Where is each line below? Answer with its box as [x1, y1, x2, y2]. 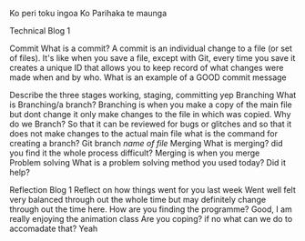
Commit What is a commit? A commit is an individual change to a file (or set [9, 43, 293, 54]
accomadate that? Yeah [9, 223, 98, 234]
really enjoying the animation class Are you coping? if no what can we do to [9, 214, 293, 224]
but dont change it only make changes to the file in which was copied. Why [9, 109, 291, 119]
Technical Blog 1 [9, 25, 71, 35]
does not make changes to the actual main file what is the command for [9, 128, 278, 139]
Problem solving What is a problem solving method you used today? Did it [9, 157, 287, 167]
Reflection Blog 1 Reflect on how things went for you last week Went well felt [9, 185, 296, 195]
